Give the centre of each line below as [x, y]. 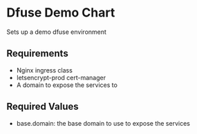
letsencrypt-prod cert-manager [61, 77]
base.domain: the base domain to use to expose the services [103, 123]
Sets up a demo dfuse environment [56, 32]
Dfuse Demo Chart [61, 13]
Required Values [43, 107]
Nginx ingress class [45, 70]
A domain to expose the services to [67, 85]
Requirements [37, 54]
